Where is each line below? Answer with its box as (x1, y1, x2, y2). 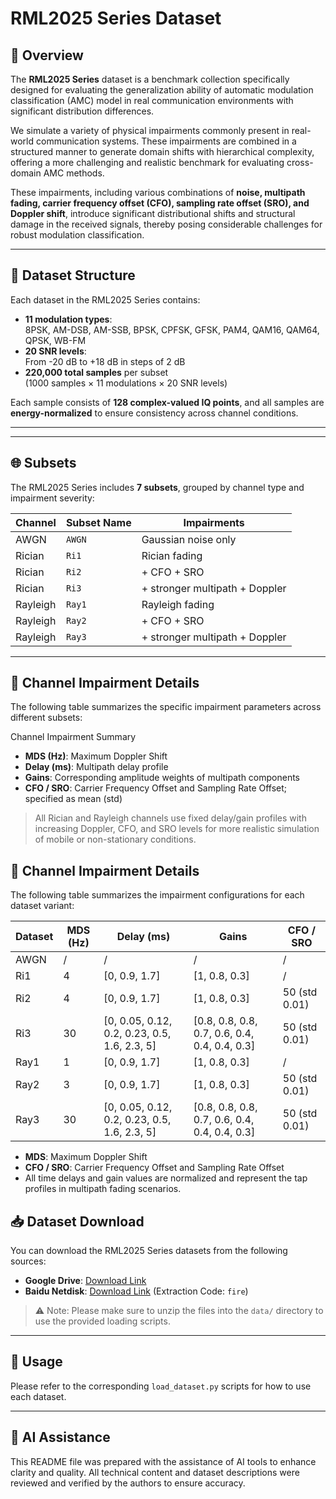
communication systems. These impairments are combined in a (35, 135, 297, 147)
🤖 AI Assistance (10, 1429, 111, 1446)
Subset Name (65, 515, 132, 529)
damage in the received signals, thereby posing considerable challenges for (10, 218, 323, 230)
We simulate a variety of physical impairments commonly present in (10, 125, 290, 136)
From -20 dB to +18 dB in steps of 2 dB (24, 355, 186, 367)
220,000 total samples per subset (24, 366, 169, 378)
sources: (10, 1255, 47, 1267)
